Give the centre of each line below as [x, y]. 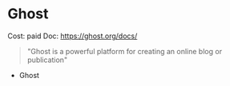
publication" [47, 60]
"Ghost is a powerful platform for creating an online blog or [124, 51]
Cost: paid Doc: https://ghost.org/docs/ [73, 36]
